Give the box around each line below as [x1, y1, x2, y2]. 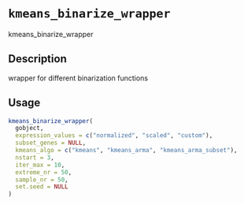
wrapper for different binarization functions [8, 73, 148, 83]
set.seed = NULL [15, 183, 68, 191]
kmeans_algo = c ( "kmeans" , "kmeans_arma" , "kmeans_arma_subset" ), [15, 147, 238, 155]
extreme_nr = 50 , [15, 168, 72, 176]
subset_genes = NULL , [15, 139, 87, 147]
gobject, [15, 125, 44, 132]
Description [8, 52, 67, 65]
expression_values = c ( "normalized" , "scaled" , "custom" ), [15, 132, 213, 140]
